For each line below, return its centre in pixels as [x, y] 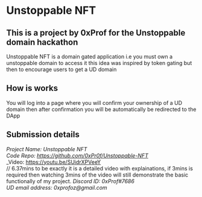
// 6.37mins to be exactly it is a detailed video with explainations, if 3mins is [99, 168]
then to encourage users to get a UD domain [62, 69]
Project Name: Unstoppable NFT [47, 149]
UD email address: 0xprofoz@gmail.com [57, 187]
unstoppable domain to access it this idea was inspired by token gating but [99, 63]
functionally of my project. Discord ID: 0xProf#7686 [70, 181]
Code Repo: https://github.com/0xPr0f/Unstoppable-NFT [77, 155]
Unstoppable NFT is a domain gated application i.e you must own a [90, 57]
